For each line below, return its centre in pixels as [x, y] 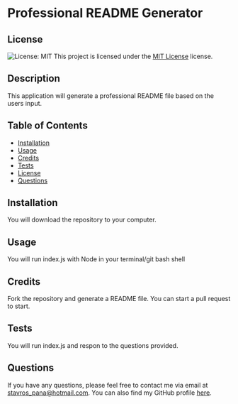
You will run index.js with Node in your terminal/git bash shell [96, 259]
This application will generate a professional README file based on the [111, 95]
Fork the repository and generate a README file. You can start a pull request [119, 299]
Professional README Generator [105, 13]
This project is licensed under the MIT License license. [133, 56]
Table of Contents [48, 126]
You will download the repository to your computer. [82, 220]
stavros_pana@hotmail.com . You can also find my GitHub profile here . [110, 393]
